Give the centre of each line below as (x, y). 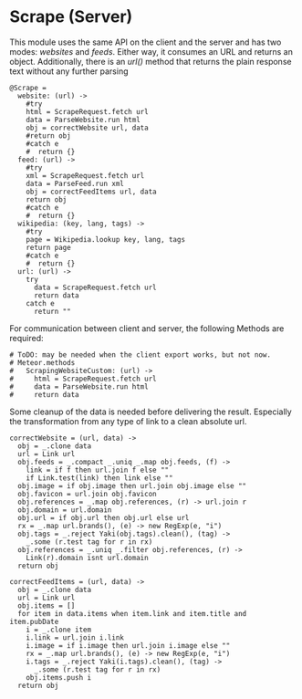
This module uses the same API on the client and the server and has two (146, 42)
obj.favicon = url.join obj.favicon (87, 494)
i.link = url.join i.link (75, 637)
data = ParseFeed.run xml (75, 183)
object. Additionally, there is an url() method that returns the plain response (151, 61)
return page (48, 247)
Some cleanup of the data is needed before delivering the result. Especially (151, 412)
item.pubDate (34, 621)
